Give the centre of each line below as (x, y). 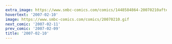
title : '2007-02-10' (27, 33)
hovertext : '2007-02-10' (32, 15)
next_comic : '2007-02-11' (33, 24)
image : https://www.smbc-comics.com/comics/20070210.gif (67, 19)
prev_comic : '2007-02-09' (33, 29)
